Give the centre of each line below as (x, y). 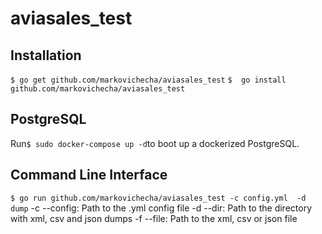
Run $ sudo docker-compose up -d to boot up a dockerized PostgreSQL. (155, 143)
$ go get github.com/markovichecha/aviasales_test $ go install (148, 80)
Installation (46, 55)
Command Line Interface (89, 175)
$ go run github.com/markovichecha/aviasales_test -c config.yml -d (158, 198)
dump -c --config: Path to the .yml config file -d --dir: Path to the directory (161, 208)
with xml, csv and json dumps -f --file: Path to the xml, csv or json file (154, 218)
